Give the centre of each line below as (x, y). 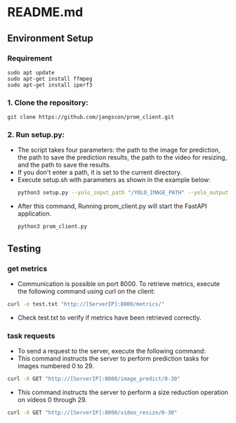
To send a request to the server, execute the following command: (111, 351)
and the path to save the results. (64, 165)
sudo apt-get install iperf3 (50, 85)
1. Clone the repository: (48, 103)
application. (34, 214)
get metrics (27, 268)
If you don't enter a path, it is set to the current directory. (100, 172)
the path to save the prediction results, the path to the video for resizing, (122, 157)
